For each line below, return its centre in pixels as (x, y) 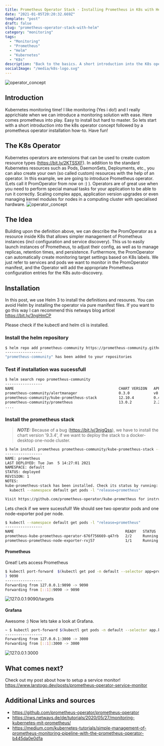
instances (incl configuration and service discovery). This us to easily (75, 242)
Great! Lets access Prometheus (37, 563)
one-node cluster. (52, 440)
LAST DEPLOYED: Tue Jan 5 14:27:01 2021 (48, 463)
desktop (25, 440)
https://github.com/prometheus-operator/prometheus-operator (76, 712)
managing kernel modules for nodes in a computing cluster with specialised (81, 199)
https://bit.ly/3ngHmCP (28, 316)
